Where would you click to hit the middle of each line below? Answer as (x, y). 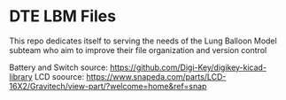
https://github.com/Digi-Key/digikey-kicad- (188, 67)
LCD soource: (59, 76)
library (21, 76)
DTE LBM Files (63, 16)
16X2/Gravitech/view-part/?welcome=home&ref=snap (108, 86)
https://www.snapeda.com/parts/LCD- (156, 76)
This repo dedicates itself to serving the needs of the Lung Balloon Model (143, 41)
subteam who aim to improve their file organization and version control (138, 50)
